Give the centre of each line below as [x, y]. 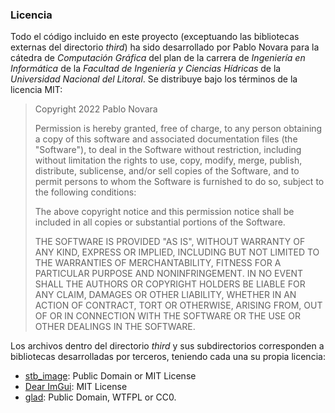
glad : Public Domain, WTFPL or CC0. [100, 397]
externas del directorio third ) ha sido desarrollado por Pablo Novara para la [165, 47]
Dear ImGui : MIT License [76, 387]
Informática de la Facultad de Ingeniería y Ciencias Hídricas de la [146, 69]
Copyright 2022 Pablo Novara [96, 109]
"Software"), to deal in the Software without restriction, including [168, 150]
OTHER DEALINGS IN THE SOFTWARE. [115, 327]
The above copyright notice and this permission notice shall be [164, 212]
